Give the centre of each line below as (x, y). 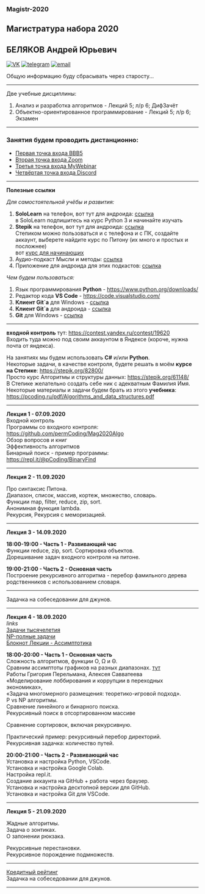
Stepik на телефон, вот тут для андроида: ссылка (80, 227)
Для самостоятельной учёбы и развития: (60, 202)
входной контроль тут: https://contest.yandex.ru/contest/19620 (88, 333)
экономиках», (24, 687)
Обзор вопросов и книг (37, 440)
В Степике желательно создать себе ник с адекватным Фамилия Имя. (98, 384)
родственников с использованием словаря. (64, 582)
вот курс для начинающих (49, 253)
